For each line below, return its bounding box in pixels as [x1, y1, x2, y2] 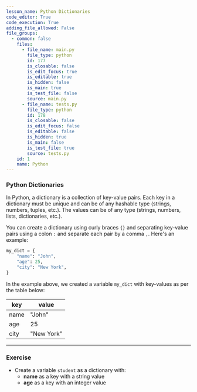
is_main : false [27, 139, 64, 146]
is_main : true [27, 85, 62, 91]
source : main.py [27, 96, 67, 102]
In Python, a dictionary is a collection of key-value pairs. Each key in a [6, 194, 175, 201]
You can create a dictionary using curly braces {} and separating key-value [6, 224, 189, 231]
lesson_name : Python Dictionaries [6, 8, 91, 15]
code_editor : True [6, 14, 51, 20]
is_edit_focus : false [27, 123, 80, 129]
